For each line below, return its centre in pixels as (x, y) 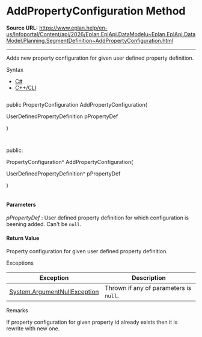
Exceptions (20, 263)
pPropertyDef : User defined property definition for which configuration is (98, 218)
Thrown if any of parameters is (148, 288)
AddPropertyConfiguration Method (96, 11)
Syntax (15, 69)
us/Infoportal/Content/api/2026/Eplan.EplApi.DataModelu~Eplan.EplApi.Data (101, 34)
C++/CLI (26, 87)
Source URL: (22, 28)
